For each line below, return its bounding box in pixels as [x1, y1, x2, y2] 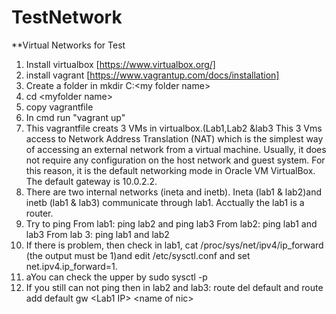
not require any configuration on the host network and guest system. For [25, 154, 326, 166]
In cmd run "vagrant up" [25, 111, 126, 123]
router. [25, 207, 54, 219]
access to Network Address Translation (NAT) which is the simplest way [25, 132, 324, 145]
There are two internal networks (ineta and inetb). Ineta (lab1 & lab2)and [25, 186, 323, 198]
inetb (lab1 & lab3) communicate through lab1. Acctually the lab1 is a [25, 196, 305, 208]
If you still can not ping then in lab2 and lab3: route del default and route [25, 281, 324, 293]
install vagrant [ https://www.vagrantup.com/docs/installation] [25, 69, 280, 81]
